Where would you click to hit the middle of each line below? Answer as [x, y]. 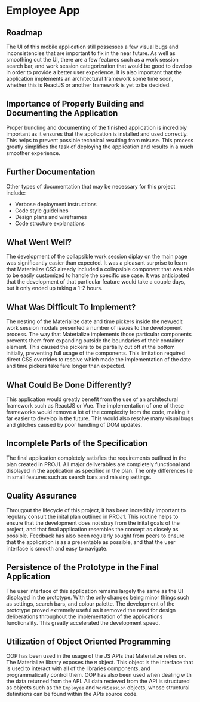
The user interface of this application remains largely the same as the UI [95, 591]
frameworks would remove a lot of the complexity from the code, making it [98, 412]
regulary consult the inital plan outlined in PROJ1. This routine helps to [92, 516]
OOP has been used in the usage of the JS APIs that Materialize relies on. [96, 656]
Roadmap [24, 33]
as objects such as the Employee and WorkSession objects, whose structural [98, 688]
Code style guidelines [41, 211]
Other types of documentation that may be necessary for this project [91, 186]
